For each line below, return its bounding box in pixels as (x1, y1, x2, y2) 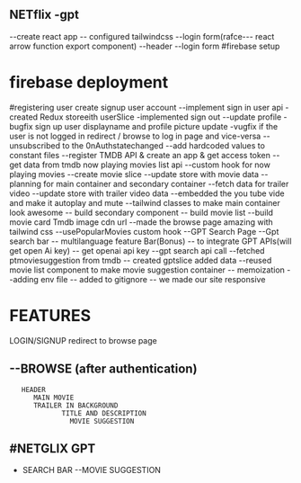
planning (9, 178, 42, 189)
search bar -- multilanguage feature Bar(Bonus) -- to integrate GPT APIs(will (9, 236, 292, 246)
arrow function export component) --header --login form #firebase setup (9, 40, 280, 51)
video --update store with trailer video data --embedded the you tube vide (9, 188, 285, 199)
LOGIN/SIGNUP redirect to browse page (9, 335, 157, 345)
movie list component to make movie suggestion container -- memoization (9, 264, 286, 275)
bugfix (9, 121, 33, 131)
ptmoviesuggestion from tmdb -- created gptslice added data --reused (9, 255, 272, 265)
